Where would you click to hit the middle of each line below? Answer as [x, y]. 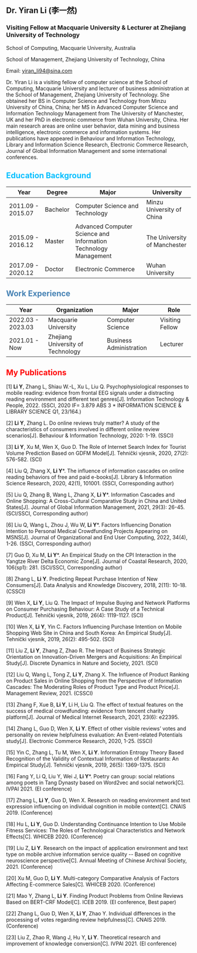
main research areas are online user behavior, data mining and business [93, 126]
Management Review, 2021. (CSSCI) [50, 694]
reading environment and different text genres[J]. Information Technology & [98, 399]
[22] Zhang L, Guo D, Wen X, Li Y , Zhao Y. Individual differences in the [91, 914]
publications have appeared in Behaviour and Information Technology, [91, 138]
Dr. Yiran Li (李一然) [42, 11]
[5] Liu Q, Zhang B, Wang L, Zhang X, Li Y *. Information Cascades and [90, 495]
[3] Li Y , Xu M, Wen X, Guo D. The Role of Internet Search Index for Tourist [96, 447]
